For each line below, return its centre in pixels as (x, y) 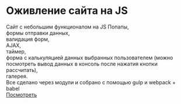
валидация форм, (28, 39)
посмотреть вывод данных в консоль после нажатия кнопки (82, 64)
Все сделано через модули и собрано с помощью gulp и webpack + (91, 82)
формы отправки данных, (38, 33)
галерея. (17, 76)
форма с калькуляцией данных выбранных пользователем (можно (90, 58)
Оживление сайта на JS (67, 11)
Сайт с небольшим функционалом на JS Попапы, (67, 27)
